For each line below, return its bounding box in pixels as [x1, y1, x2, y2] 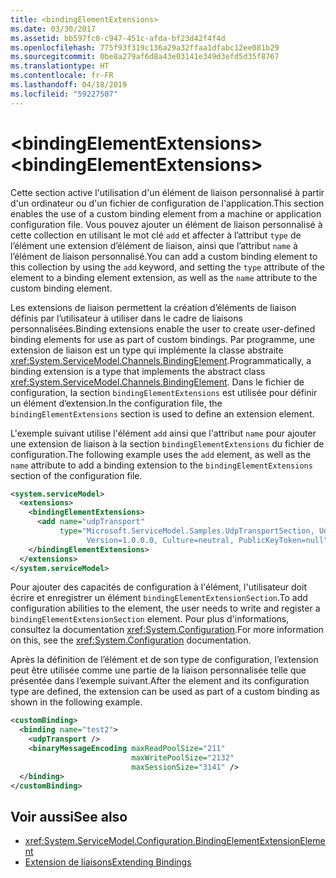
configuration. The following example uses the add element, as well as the [10, 448, 312, 460]
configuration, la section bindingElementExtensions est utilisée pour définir [10, 386, 318, 398]
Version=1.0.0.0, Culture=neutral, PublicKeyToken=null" [86, 535, 329, 545]
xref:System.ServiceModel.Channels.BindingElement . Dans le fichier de [10, 376, 305, 388]
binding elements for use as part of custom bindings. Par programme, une [10, 333, 315, 345]
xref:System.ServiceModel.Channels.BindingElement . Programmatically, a [10, 354, 312, 366]
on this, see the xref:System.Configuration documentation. [10, 634, 252, 646]
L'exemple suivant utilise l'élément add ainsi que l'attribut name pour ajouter [10, 427, 317, 439]
